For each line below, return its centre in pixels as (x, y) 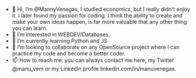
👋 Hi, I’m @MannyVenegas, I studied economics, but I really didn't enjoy (101, 9)
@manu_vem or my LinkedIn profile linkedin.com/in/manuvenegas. (94, 69)
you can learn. (30, 28)
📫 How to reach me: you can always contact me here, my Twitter (93, 60)
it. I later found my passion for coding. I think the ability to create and (97, 15)
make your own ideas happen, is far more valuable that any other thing (100, 22)
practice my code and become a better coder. (69, 53)
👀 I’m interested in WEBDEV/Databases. (61, 35)
